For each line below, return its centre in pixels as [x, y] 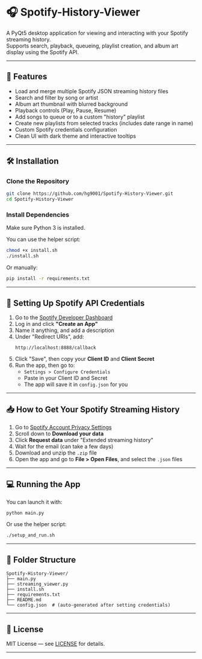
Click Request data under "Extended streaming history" [84, 440]
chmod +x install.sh [32, 251]
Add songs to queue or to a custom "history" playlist [80, 117]
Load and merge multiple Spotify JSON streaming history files [91, 91]
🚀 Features [27, 77]
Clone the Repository [38, 182]
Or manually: [22, 268]
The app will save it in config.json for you [76, 384]
